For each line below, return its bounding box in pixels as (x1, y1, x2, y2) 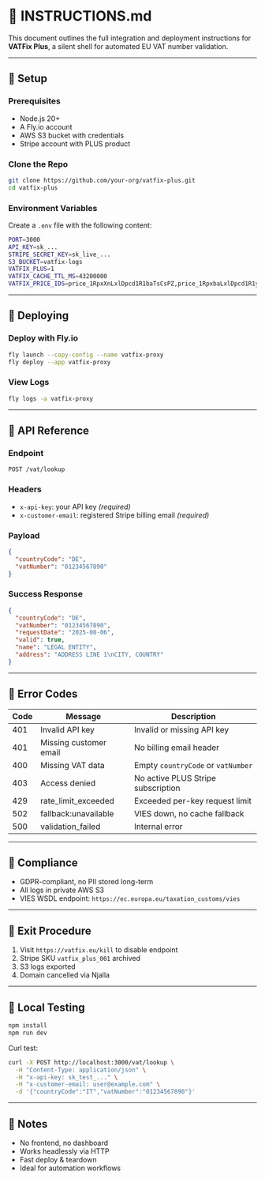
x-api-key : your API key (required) (19, 502, 132, 511)
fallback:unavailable (40, 808, 114, 819)
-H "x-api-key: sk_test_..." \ (15, 1073, 118, 1081)
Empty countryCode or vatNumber (133, 759, 253, 770)
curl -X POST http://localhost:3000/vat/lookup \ (8, 1058, 175, 1066)
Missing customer (40, 736, 107, 748)
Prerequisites (8, 96, 61, 107)
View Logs (8, 377, 50, 388)
